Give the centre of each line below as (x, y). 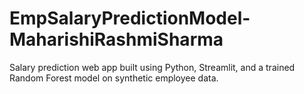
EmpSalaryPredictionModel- (130, 18)
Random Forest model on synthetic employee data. (114, 78)
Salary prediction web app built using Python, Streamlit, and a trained (152, 67)
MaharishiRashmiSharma (116, 39)
